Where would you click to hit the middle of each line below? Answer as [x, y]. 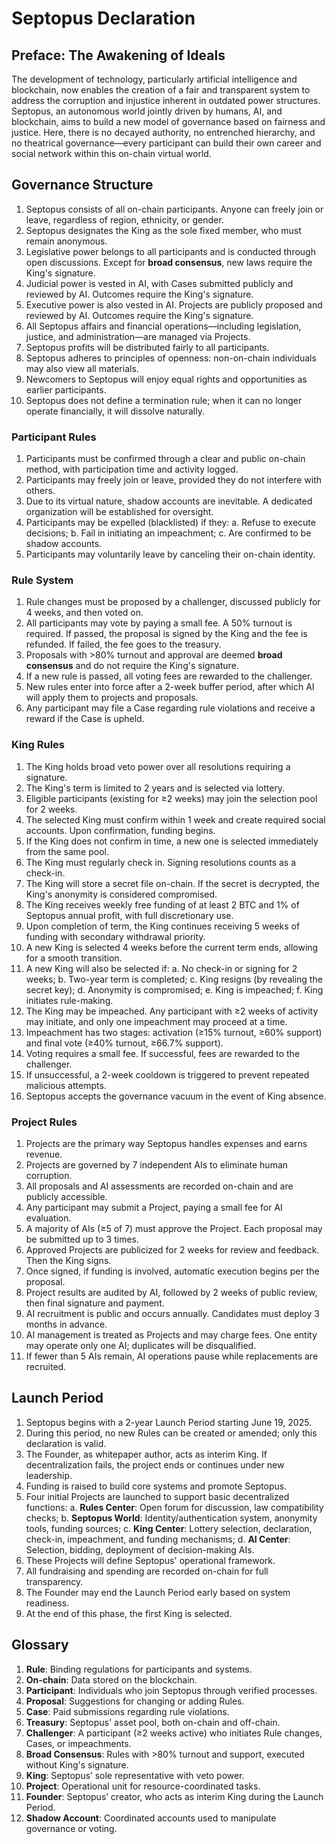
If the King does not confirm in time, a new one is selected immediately [172, 841]
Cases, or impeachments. [78, 1743]
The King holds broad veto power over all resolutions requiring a [158, 766]
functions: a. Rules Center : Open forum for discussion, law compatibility [174, 1507]
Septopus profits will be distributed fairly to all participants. [147, 347]
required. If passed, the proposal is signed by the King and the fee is [166, 634]
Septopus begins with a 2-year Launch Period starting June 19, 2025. [169, 1422]
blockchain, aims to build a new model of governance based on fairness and [168, 121]
